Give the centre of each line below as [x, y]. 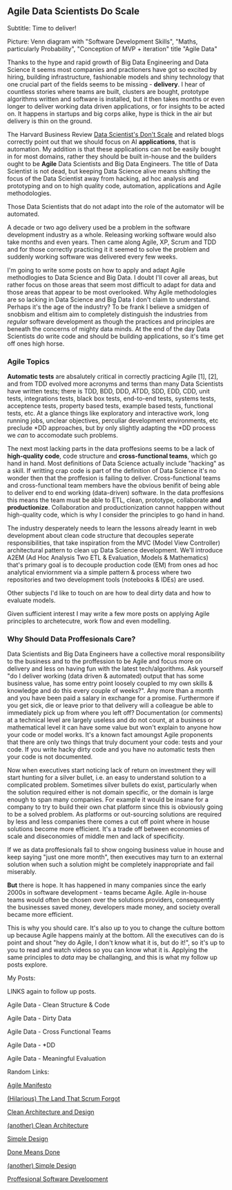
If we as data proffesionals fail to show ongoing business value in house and [116, 850]
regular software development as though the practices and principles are [111, 322]
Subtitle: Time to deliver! [42, 28]
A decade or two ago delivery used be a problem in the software [99, 227]
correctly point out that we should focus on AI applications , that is [101, 142]
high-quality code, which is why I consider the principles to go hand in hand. [116, 515]
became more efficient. [40, 915]
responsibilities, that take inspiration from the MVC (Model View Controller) [114, 543]
